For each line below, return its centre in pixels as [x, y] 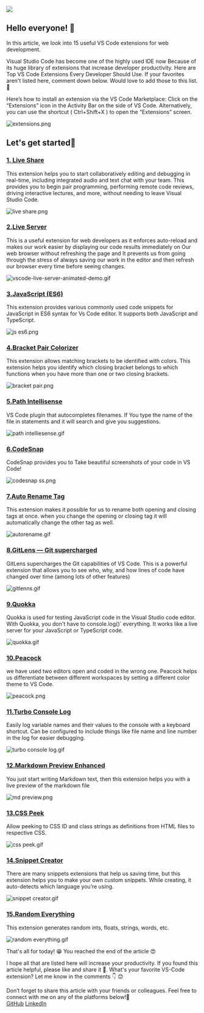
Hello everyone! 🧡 [40, 28]
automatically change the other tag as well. [60, 523]
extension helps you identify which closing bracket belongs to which [92, 367]
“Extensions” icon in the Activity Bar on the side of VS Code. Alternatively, [99, 105]
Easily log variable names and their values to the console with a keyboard [98, 725]
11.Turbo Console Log [39, 712]
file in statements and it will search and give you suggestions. [83, 421]
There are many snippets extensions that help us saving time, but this [93, 874]
